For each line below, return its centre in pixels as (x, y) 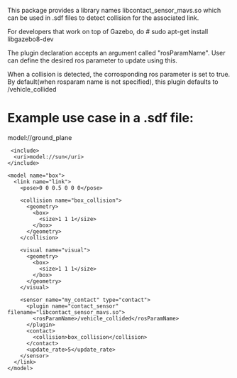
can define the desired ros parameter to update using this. (92, 60)
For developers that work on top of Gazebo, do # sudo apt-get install (108, 32)
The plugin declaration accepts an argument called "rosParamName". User (116, 53)
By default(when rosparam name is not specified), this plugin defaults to (113, 82)
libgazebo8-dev (31, 39)
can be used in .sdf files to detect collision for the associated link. (103, 18)
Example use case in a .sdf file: (100, 118)
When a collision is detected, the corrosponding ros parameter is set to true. (119, 74)
